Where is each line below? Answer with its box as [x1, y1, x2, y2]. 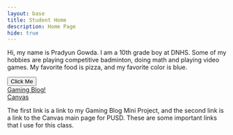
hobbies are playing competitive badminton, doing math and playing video [7, 56, 220, 64]
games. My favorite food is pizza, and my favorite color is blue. [7, 63, 188, 71]
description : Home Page [7, 23, 77, 30]
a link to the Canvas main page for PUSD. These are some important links [7, 114, 218, 122]
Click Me [10, 78, 33, 85]
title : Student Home [7, 17, 67, 24]
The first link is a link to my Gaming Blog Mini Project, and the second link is [7, 107, 224, 115]
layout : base [7, 10, 45, 17]
